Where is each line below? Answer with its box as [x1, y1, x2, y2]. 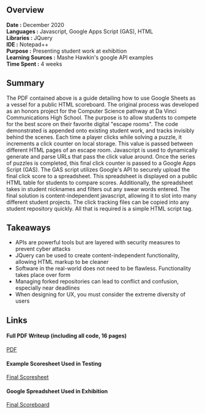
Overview [6, 5, 45, 15]
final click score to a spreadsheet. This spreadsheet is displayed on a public [6, 172, 198, 179]
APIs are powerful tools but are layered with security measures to [15, 239, 181, 246]
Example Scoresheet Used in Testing [6, 359, 102, 367]
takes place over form [15, 271, 71, 279]
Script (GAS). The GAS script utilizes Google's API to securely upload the [6, 165, 190, 173]
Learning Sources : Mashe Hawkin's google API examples [6, 53, 154, 61]
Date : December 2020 [6, 21, 64, 28]
